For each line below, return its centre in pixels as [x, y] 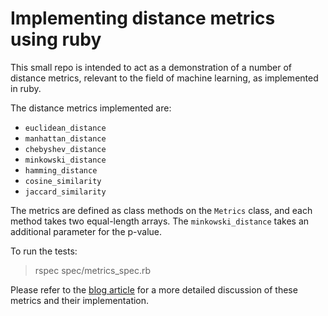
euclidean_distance [65, 128]
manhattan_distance [65, 138]
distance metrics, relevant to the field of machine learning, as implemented [164, 78]
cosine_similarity [63, 181]
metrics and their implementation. [80, 300]
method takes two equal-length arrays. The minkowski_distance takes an [160, 221]
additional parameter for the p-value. [86, 231]
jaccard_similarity [65, 192]
